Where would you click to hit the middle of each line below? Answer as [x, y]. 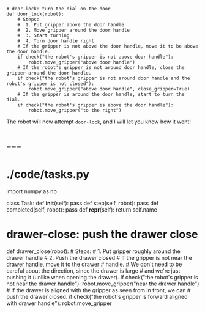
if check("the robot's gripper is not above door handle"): [95, 57]
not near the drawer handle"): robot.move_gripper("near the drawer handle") [103, 284]
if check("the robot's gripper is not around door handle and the [104, 78]
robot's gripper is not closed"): [50, 84]
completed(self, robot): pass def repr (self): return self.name [82, 210]
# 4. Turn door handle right [56, 41]
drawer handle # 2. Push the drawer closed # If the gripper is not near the [99, 258]
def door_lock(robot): [35, 14]
